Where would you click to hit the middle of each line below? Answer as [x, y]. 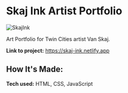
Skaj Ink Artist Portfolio [64, 11]
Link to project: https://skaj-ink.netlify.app [58, 50]
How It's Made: [35, 69]
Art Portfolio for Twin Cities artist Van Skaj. [58, 39]
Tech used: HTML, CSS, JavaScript [49, 83]
